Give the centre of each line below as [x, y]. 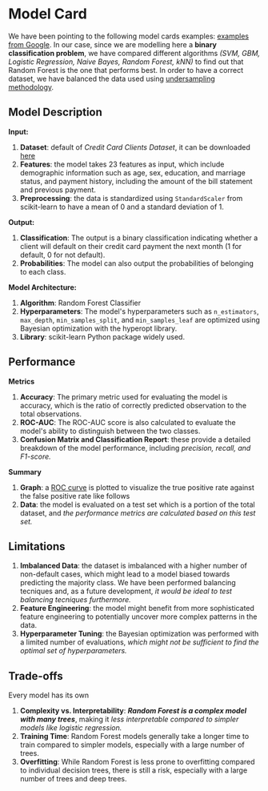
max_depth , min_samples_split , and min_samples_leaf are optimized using [140, 319]
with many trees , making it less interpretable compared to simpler [129, 719]
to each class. [43, 271]
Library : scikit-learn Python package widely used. [102, 336]
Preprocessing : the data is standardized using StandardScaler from [131, 198]
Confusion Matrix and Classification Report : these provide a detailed [135, 439]
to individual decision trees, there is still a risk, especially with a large [134, 770]
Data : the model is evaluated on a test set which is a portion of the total [138, 504]
